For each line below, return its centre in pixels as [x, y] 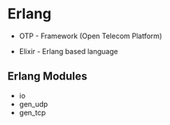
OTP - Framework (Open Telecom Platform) [91, 36]
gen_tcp [32, 112]
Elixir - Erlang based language [69, 51]
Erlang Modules [47, 76]
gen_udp [34, 104]
